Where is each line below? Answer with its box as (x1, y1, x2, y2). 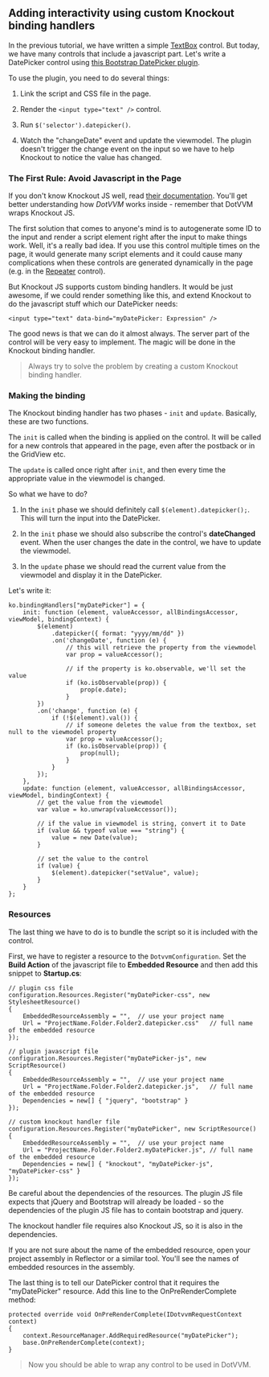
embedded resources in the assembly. (8, 1262, 135, 1272)
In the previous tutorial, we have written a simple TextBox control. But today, (8, 40, 260, 50)
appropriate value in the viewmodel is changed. (8, 474, 166, 484)
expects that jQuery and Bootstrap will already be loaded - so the (8, 1197, 224, 1206)
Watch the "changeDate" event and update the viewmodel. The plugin (19, 135, 251, 145)
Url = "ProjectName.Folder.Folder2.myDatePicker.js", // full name (22, 1146, 253, 1154)
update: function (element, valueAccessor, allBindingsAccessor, (22, 785, 247, 793)
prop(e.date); (79, 686, 128, 695)
